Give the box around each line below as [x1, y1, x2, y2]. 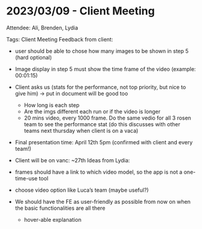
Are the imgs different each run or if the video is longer [24, 108, 161, 115]
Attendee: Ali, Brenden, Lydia [6, 24, 78, 31]
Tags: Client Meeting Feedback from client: [6, 35, 113, 43]
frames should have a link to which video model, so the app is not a [14, 168, 183, 176]
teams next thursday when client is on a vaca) [24, 127, 139, 134]
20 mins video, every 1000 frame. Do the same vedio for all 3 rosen [24, 114, 192, 121]
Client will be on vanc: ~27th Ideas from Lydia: [14, 156, 130, 163]
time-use [14, 174, 38, 182]
